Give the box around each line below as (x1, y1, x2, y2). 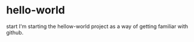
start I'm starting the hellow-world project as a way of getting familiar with (6, 23, 189, 30)
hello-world (6, 3, 66, 17)
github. (6, 29, 24, 36)
